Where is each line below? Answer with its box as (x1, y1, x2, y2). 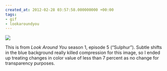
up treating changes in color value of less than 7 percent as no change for (5, 55, 159, 61)
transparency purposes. (5, 60, 55, 66)
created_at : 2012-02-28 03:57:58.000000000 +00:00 (5, 7, 114, 12)
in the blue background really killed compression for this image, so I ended (5, 49, 160, 55)
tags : (5, 12, 17, 17)
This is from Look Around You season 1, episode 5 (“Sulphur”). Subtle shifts (5, 44, 162, 50)
